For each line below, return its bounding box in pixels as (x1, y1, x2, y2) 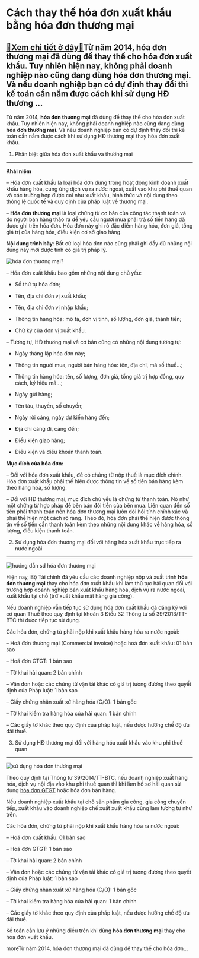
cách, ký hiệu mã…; (14, 379, 63, 386)
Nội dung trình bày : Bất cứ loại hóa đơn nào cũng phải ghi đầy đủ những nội (6, 240, 192, 247)
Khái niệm (6, 168, 31, 175)
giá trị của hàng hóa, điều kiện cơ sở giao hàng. (6, 229, 123, 235)
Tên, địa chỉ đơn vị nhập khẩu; (14, 304, 89, 311)
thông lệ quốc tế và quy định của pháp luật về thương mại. (6, 198, 149, 205)
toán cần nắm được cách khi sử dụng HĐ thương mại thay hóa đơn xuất (6, 133, 180, 140)
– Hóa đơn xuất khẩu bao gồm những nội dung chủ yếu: (6, 269, 142, 276)
